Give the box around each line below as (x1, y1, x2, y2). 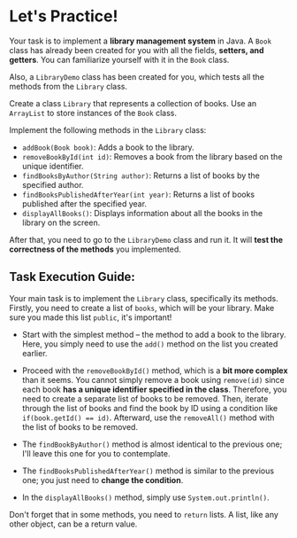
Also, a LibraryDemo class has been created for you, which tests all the (9, 71, 265, 82)
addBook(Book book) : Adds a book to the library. (21, 142, 194, 152)
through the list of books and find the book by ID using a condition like (21, 402, 278, 413)
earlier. (21, 347, 48, 358)
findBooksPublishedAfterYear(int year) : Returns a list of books (21, 189, 255, 199)
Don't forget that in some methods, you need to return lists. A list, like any (9, 509, 278, 519)
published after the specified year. (21, 198, 148, 209)
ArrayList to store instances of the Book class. (9, 107, 177, 118)
